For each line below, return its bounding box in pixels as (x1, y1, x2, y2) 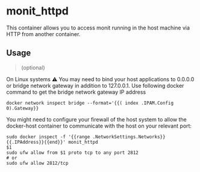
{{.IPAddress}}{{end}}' (6, 139, 66, 145)
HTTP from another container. (6, 30, 81, 37)
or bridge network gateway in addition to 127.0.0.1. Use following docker (6, 82, 184, 89)
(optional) (20, 64, 45, 71)
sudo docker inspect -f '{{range (6, 134, 90, 140)
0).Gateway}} (6, 105, 39, 111)
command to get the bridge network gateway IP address (6, 88, 146, 96)
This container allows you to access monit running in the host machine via (6, 24, 190, 31)
